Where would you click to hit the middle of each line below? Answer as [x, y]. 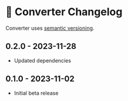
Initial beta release [36, 93]
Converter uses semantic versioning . [50, 28]
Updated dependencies [43, 60]
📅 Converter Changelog [64, 12]
